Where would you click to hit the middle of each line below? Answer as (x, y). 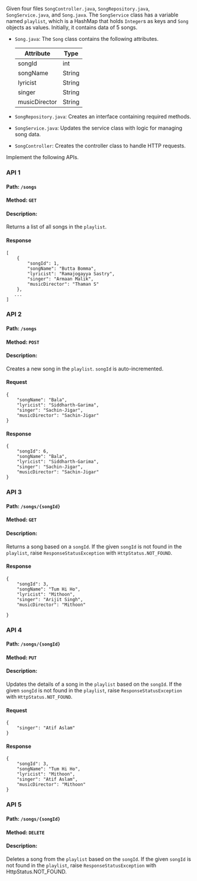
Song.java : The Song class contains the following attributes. (86, 39)
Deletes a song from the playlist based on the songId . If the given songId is (98, 859)
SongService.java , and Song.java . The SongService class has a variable (92, 15)
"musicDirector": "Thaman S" (63, 284)
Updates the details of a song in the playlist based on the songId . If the (94, 684)
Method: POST (23, 342)
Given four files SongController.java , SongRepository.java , (78, 9)
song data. (28, 134)
